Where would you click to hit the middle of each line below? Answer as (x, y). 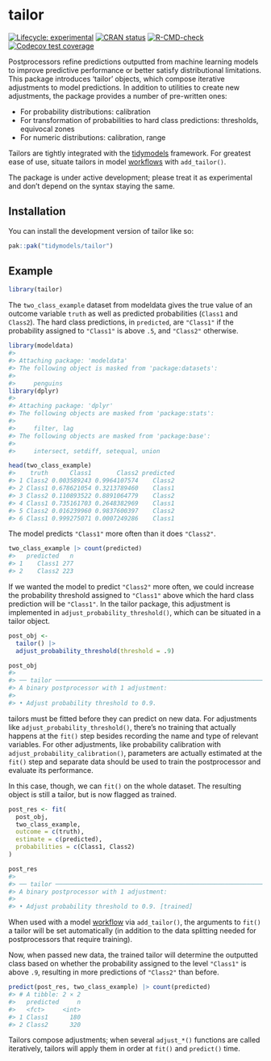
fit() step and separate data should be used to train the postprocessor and (135, 762)
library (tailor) (35, 290)
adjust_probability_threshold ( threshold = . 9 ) (95, 651)
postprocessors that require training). (71, 940)
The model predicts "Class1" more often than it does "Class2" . (112, 534)
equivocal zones (47, 129)
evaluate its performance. (51, 770)
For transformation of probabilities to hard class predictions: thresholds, (139, 120)
